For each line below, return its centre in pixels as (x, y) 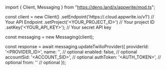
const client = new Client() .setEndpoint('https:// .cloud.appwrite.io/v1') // (80, 17)
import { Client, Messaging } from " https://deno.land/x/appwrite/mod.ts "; (80, 7)
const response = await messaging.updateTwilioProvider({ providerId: (77, 46)
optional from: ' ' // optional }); (36, 62)
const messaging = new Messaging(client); (49, 37)
